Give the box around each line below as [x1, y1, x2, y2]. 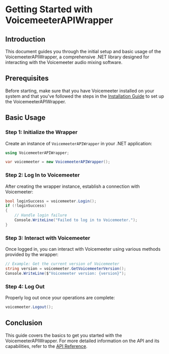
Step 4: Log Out [5, 283, 45, 290]
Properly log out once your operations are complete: [5, 295, 116, 301]
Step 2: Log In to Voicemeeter [5, 171, 80, 179]
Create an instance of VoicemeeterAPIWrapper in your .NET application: [5, 140, 153, 146]
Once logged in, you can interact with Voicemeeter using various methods [5, 246, 161, 252]
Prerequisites [5, 74, 49, 83]
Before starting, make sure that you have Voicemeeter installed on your [5, 87, 154, 94]
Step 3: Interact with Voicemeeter [5, 234, 91, 241]
